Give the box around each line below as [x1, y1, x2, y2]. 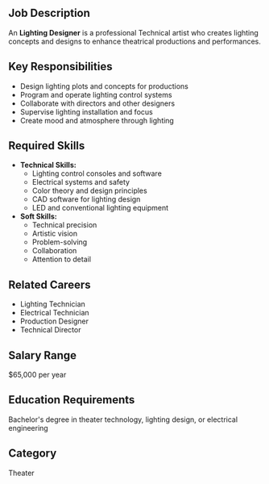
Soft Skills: [19, 211, 58, 221]
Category [8, 447, 57, 461]
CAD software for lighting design [31, 194, 141, 204]
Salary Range [8, 348, 77, 362]
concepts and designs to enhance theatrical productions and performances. [8, 36, 262, 46]
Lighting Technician [19, 299, 86, 309]
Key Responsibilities [8, 60, 113, 73]
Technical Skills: [19, 161, 77, 170]
